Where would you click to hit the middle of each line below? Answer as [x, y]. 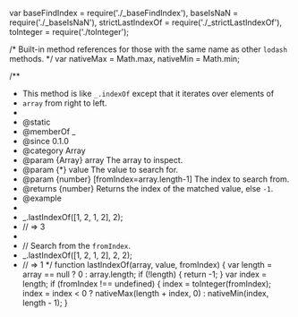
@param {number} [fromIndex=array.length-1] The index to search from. [156, 179]
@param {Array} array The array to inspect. [102, 160]
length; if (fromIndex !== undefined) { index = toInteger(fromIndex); [146, 284]
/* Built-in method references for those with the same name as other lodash [149, 49]
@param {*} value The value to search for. [100, 170]
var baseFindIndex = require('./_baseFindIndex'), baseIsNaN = [124, 13]
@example [42, 198]
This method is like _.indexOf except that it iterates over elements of [148, 94]
